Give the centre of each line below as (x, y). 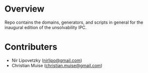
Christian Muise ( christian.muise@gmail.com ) (57, 65)
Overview (25, 9)
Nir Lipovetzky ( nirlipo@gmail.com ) (47, 60)
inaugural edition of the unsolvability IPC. (46, 27)
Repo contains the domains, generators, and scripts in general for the (74, 22)
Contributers (31, 47)
